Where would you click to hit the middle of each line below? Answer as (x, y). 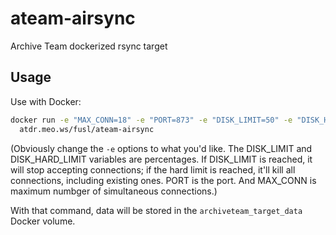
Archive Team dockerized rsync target (89, 46)
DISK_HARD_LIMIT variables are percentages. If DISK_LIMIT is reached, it (161, 159)
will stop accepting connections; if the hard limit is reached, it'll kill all (153, 169)
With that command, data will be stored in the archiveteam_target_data (156, 210)
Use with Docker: (46, 101)
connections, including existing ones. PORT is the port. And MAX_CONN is (163, 180)
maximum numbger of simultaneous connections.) (114, 191)
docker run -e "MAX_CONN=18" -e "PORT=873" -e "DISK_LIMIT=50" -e (151, 120)
